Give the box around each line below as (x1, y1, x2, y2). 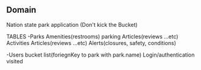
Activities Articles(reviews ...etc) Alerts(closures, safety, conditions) (6, 39, 177, 46)
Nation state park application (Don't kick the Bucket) (6, 21, 138, 28)
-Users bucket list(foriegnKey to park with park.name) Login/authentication (6, 51, 195, 58)
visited (6, 57, 23, 65)
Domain (6, 5, 37, 15)
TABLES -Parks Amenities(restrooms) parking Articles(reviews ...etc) (6, 33, 178, 40)
